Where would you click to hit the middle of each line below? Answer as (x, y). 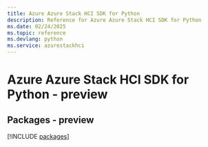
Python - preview (58, 95)
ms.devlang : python (35, 39)
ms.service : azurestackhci (46, 46)
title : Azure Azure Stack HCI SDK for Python (73, 13)
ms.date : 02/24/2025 (37, 26)
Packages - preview (51, 120)
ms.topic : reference (37, 33)
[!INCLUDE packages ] (38, 136)
